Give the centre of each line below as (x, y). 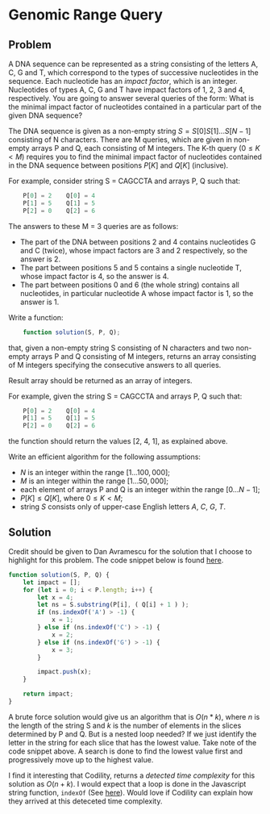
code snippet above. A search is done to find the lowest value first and (126, 751)
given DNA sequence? (46, 115)
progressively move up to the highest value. (81, 759)
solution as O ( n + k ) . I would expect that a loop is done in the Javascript (127, 783)
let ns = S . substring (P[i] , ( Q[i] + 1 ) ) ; (113, 605)
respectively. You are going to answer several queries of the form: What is (131, 98)
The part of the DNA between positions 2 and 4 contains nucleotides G (138, 242)
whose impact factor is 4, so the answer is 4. (94, 276)
